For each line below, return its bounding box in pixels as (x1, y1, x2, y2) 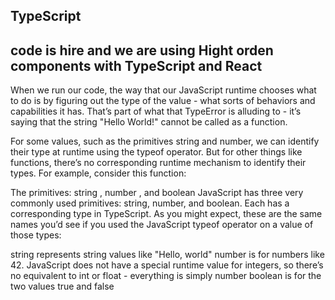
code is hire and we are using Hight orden (10, 42, 274, 59)
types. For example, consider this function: (10, 167, 187, 179)
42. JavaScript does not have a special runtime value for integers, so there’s (10, 259, 324, 271)
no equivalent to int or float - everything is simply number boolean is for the (10, 270, 322, 282)
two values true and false (10, 280, 115, 293)
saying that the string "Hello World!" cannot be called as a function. (10, 116, 288, 128)
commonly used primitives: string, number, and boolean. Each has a (10, 197, 290, 209)
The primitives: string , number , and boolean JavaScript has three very (10, 187, 304, 199)
